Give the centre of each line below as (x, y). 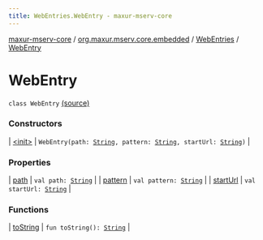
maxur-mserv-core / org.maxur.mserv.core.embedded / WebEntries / (124, 39)
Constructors (35, 124)
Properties (30, 162)
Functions (28, 210)
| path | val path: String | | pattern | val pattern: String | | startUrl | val (132, 180)
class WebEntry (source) (49, 103)
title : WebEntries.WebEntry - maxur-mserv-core (91, 16)
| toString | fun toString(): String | (69, 227)
